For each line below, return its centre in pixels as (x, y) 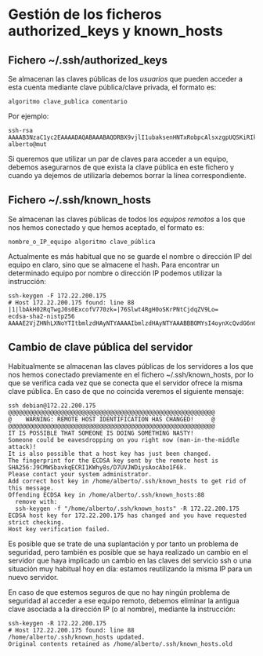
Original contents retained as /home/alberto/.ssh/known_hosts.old (121, 644)
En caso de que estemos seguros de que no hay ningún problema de (119, 592)
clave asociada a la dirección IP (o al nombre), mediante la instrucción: (122, 609)
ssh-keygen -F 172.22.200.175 (58, 296)
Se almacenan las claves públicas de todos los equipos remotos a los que (127, 219)
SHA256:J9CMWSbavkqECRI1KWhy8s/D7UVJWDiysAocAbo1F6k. (98, 467)
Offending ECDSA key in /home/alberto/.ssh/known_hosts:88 (106, 495)
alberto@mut (27, 144)
